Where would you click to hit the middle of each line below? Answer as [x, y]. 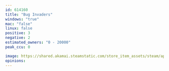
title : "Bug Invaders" [29, 14]
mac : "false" [19, 24]
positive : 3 [18, 33]
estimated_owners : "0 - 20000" [38, 42]
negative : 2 [18, 38]
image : [12, 56]
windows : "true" [22, 19]
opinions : [16, 60]
